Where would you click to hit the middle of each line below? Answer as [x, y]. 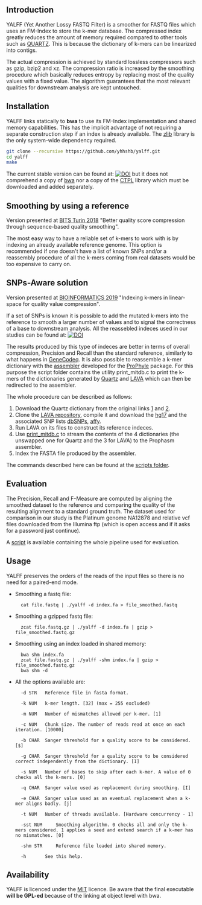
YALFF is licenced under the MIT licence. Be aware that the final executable [100, 889]
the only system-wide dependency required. [61, 140]
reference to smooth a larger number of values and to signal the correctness [101, 322]
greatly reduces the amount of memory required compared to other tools [97, 37]
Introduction [30, 10]
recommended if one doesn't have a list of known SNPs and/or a [87, 251]
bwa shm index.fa [43, 655]
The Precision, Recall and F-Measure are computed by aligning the [89, 498]
